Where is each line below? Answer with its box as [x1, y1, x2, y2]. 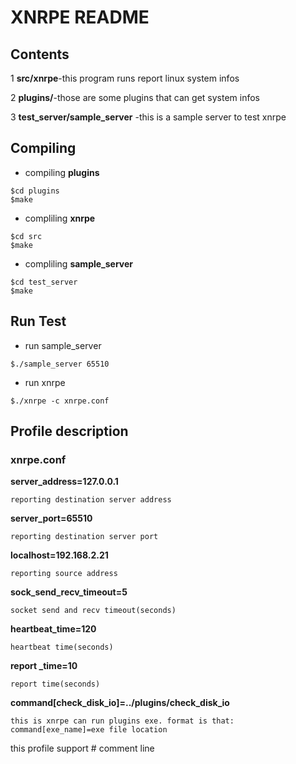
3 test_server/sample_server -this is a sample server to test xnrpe [10, 111, 287, 123]
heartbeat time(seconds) [10, 642, 114, 653]
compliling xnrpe [24, 212, 96, 224]
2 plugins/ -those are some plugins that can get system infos [10, 92, 260, 103]
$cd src [10, 231, 43, 241]
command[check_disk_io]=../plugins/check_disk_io [10, 697, 230, 709]
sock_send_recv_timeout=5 [10, 586, 128, 598]
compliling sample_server [24, 257, 134, 270]
